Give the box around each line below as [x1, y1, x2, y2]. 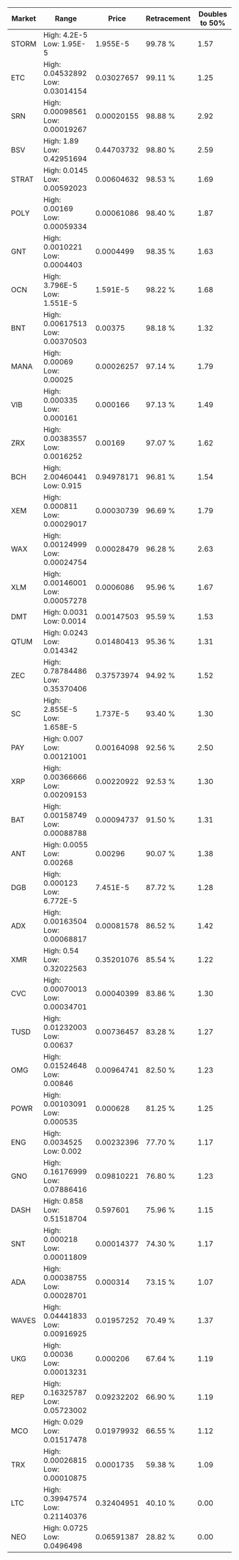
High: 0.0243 [43, 628, 88, 637]
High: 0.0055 [43, 840, 88, 849]
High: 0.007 [43, 734, 84, 743]
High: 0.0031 [43, 607, 88, 617]
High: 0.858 [43, 1197, 84, 1206]
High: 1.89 [43, 136, 80, 145]
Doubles [198, 9, 228, 19]
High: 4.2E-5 [43, 30, 88, 40]
